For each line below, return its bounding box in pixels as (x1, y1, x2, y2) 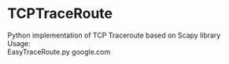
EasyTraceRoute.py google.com (7, 47, 111, 56)
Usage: (7, 38, 31, 48)
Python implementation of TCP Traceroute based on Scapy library (7, 30, 221, 40)
